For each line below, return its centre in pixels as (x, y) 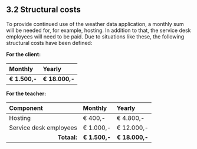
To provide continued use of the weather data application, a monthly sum (95, 24)
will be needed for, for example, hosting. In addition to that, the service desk (98, 30)
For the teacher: (26, 93)
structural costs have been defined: (49, 43)
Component (26, 108)
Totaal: (68, 137)
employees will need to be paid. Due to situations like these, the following (95, 36)
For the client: (24, 54)
